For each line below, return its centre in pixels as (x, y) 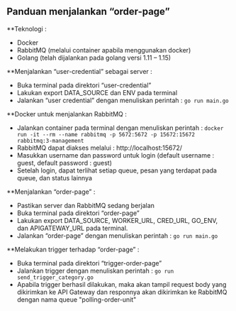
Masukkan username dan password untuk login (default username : (116, 155)
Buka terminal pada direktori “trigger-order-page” (89, 263)
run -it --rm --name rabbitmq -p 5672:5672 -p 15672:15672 (106, 134)
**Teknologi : (27, 28)
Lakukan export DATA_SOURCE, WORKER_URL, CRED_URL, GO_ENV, (117, 220)
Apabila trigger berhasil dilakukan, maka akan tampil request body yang (122, 284)
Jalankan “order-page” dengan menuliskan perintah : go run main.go (117, 235)
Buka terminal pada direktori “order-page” (78, 213)
